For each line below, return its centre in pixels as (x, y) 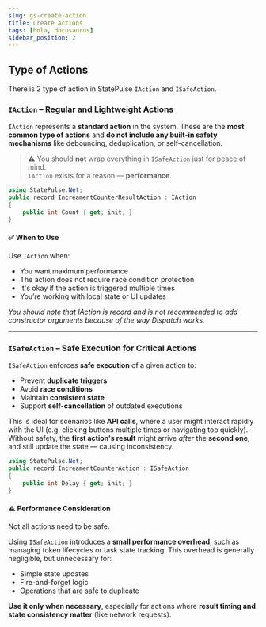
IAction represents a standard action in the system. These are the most (126, 127)
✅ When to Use (34, 238)
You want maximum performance (74, 271)
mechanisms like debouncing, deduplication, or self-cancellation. (116, 143)
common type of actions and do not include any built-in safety (113, 135)
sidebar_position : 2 (42, 38)
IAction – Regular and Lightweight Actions (91, 109)
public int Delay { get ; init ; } (78, 483)
